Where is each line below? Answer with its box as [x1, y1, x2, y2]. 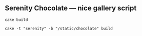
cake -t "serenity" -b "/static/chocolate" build [5, 26, 113, 31]
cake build [5, 17, 28, 22]
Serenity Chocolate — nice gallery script [5, 4, 137, 12]
